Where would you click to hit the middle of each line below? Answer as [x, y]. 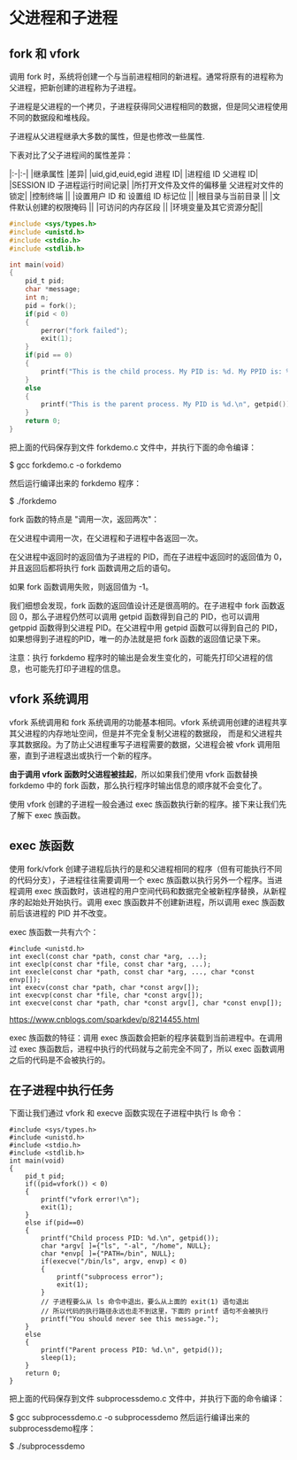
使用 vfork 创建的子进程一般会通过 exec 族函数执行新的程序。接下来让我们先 [148, 804]
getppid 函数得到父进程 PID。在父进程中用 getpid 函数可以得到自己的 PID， [146, 627]
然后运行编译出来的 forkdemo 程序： [76, 483]
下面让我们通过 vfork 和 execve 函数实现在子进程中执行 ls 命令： [126, 1113]
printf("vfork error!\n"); [91, 1200]
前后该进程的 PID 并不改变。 [61, 913]
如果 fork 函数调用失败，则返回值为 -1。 [81, 586]
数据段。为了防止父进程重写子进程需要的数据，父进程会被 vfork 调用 [148, 744]
